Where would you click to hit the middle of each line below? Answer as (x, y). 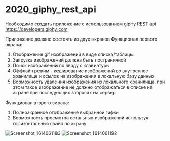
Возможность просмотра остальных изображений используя (81, 118)
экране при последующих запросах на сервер (64, 92)
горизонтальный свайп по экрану (50, 123)
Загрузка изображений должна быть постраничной (69, 59)
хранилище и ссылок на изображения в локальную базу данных (83, 76)
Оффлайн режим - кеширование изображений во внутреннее (80, 71)
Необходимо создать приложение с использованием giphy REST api (81, 24)
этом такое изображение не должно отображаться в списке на (82, 87)
